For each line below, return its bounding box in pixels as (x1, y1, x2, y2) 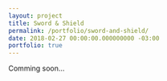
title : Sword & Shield (8, 19, 84, 27)
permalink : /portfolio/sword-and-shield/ (8, 26, 149, 34)
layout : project (8, 11, 63, 20)
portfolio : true (8, 42, 63, 50)
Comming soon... (8, 63, 65, 73)
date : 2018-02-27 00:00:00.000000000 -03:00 (8, 34, 160, 43)
